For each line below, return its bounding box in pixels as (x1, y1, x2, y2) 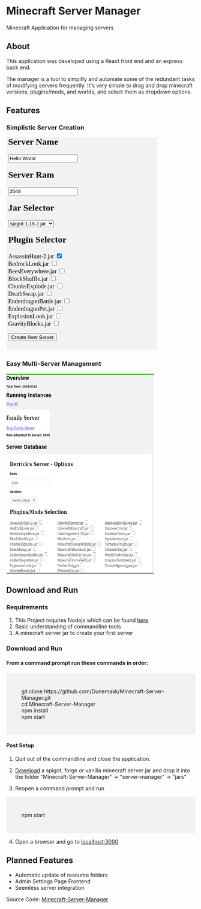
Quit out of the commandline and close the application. (14, 755, 151, 762)
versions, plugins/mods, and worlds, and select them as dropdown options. (6, 88, 193, 95)
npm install (21, 706, 49, 714)
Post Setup (6, 742, 34, 749)
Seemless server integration (14, 884, 85, 891)
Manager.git (21, 694, 51, 701)
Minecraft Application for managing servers (6, 24, 114, 31)
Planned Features (6, 856, 74, 866)
